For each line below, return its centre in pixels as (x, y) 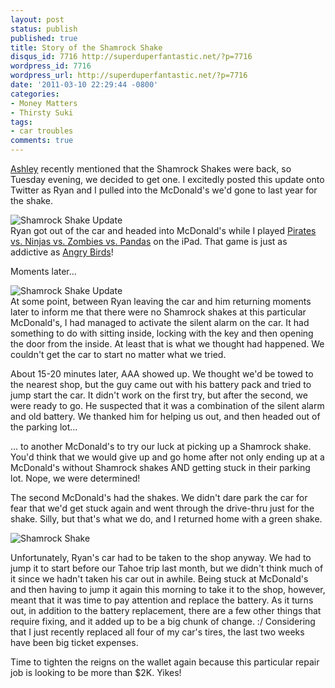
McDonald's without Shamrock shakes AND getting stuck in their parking (160, 467)
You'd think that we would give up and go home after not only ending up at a (167, 457)
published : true (44, 38)
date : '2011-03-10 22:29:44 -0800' (84, 85)
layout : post (37, 19)
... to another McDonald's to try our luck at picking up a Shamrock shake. (161, 446)
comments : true (42, 141)
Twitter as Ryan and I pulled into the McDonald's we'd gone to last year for (164, 190)
